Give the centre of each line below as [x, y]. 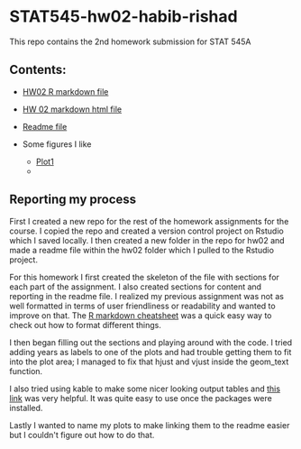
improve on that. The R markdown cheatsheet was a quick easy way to [141, 315]
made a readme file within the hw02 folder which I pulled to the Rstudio [142, 250]
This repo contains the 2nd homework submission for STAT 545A [130, 41]
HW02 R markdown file [65, 91]
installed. [26, 408]
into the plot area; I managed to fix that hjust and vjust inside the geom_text [149, 362]
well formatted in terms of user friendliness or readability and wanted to [143, 306]
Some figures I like [57, 144]
